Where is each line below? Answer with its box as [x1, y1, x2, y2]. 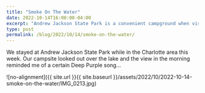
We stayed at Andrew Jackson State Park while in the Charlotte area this [6, 48, 189, 56]
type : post [6, 26, 34, 32]
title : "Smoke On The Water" [6, 9, 81, 15]
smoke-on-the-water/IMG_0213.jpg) [6, 80, 97, 87]
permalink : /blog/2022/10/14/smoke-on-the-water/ [6, 32, 135, 38]
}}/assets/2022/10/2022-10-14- [113, 73, 192, 81]
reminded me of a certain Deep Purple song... [6, 62, 121, 69]
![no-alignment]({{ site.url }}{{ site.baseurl [6, 73, 112, 81]
